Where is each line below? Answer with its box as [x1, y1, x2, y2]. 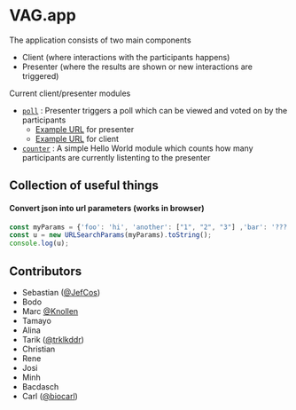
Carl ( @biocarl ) [21, 390, 78, 401]
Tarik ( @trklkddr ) [21, 334, 84, 344]
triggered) [21, 70, 59, 81]
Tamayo [21, 315, 51, 326]
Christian [21, 343, 56, 354]
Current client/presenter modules [9, 88, 131, 99]
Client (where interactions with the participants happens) [21, 51, 230, 62]
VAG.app [9, 5, 77, 26]
